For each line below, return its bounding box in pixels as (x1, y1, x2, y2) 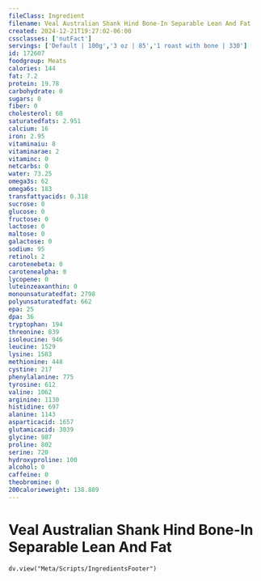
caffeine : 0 (8, 471, 48, 479)
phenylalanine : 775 (8, 373, 74, 381)
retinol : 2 (8, 252, 45, 261)
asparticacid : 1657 (8, 418, 74, 426)
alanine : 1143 (8, 410, 57, 419)
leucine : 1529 (8, 343, 57, 351)
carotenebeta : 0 (8, 260, 63, 268)
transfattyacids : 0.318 (8, 192, 89, 201)
